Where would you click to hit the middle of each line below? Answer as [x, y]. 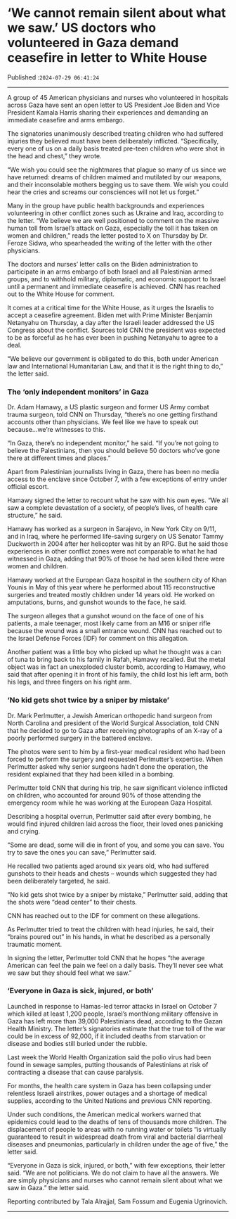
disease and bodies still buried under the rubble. [77, 1043]
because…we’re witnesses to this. [56, 430]
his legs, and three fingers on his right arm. [70, 682]
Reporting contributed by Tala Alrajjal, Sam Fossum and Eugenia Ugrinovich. [118, 1201]
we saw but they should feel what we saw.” [70, 973]
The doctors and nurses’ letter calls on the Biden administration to [103, 264]
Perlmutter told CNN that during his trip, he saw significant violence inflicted [118, 787]
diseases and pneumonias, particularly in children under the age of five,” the [118, 1144]
